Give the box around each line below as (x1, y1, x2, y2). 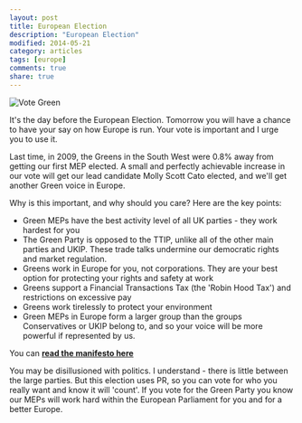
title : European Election (9, 22, 107, 31)
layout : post (9, 13, 59, 23)
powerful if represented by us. (22, 330, 136, 341)
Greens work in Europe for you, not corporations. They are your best (22, 263, 278, 274)
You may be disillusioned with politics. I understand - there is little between (9, 365, 289, 376)
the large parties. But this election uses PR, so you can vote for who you (9, 374, 278, 385)
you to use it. (9, 133, 58, 145)
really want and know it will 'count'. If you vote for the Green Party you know (9, 384, 294, 395)
